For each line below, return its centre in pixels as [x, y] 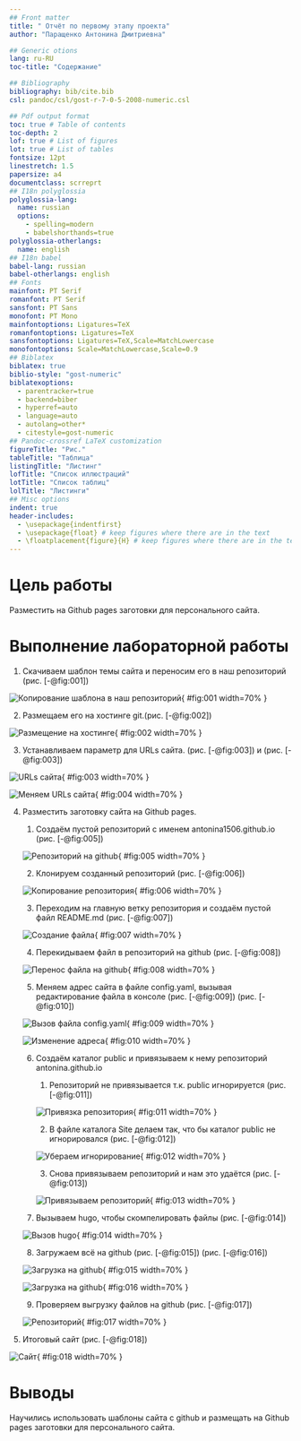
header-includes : [42, 516]
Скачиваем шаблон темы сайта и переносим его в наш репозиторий [154, 671]
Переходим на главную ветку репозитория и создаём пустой [153, 908]
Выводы [42, 1393]
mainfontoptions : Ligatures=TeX [69, 324]
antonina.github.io [69, 1068]
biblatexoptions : [42, 383]
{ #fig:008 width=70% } [172, 970]
